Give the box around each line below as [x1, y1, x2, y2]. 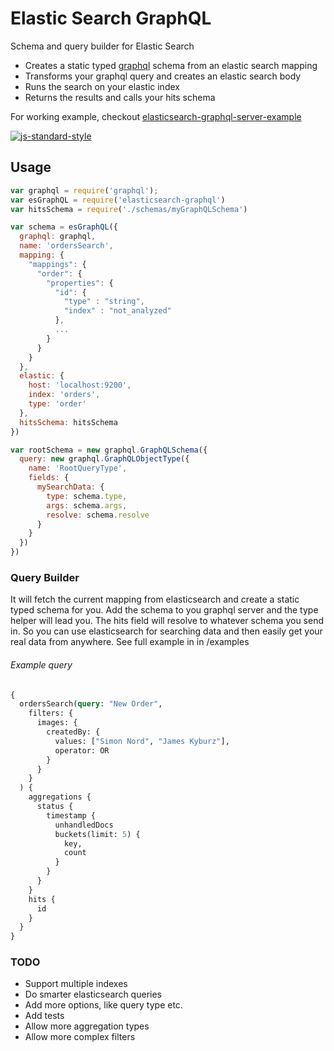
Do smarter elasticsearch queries [24, 988, 162, 1001]
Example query [10, 658, 73, 671]
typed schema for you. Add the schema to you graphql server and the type [10, 604, 319, 616]
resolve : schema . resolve [46, 510, 150, 520]
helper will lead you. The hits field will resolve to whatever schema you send [10, 615, 324, 627]
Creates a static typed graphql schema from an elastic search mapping [24, 59, 318, 71]
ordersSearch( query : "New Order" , [19, 699, 163, 709]
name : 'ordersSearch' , [19, 241, 114, 251]
